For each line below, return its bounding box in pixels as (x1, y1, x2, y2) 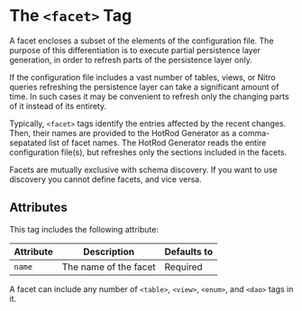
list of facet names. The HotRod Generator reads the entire (48, 137, 267, 148)
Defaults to (164, 245, 214, 258)
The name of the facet (61, 261, 156, 273)
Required (164, 261, 203, 273)
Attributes (9, 200, 68, 215)
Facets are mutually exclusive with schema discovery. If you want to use (9, 164, 278, 175)
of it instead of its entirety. (9, 100, 107, 111)
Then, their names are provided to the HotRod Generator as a (9, 127, 237, 138)
